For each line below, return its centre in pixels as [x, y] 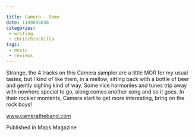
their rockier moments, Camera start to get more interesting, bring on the [95, 98]
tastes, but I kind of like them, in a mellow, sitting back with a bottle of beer [98, 79]
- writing [21, 33]
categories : [21, 28]
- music [18, 50]
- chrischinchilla [32, 39]
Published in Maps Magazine [42, 127]
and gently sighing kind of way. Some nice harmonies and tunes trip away [97, 85]
